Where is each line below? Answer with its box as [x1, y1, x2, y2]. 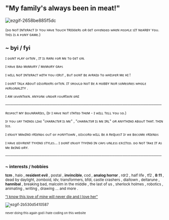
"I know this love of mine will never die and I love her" [5, 194, 98, 199]
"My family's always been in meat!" [5, 4, 120, 13]
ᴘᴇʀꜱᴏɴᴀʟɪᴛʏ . [5, 86, 29, 91]
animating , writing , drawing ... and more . [5, 186, 78, 191]
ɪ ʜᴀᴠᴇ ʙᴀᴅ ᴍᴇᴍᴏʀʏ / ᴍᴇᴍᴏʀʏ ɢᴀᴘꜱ [5, 64, 63, 69]
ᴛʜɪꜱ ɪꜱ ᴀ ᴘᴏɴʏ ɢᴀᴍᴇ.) [5, 32, 41, 37]
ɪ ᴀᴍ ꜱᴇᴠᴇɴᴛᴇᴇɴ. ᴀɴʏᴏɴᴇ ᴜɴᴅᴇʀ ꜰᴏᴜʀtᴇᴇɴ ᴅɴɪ [5, 94, 80, 99]
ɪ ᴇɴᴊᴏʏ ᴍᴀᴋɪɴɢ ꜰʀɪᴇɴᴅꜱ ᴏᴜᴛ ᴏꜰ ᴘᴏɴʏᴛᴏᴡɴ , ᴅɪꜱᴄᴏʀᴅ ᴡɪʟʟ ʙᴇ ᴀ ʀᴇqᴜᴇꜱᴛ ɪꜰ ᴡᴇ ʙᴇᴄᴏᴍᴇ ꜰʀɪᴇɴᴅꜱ [5, 132, 159, 137]
